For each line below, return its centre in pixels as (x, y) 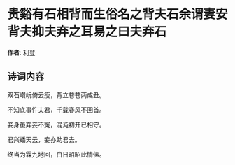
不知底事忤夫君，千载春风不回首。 (56, 110)
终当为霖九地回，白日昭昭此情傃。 (56, 154)
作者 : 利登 (21, 52)
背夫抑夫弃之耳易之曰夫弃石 (87, 32)
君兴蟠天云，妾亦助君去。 (44, 139)
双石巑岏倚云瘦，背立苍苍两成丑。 (56, 94)
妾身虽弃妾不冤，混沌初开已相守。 (56, 124)
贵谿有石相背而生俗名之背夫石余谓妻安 (118, 14)
